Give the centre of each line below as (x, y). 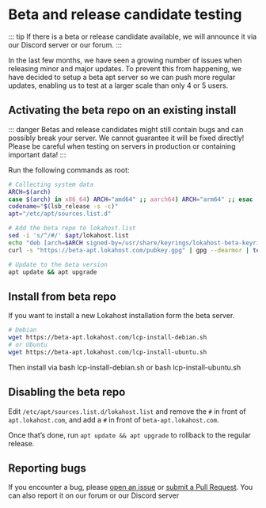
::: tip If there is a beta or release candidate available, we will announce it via (133, 36)
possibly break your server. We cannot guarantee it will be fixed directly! (126, 138)
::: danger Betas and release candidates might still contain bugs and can (126, 129)
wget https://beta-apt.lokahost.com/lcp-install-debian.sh (108, 338)
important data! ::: (37, 154)
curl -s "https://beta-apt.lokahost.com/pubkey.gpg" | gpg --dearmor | (129, 250)
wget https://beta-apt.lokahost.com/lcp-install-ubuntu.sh (108, 352)
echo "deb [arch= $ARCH (46, 243)
